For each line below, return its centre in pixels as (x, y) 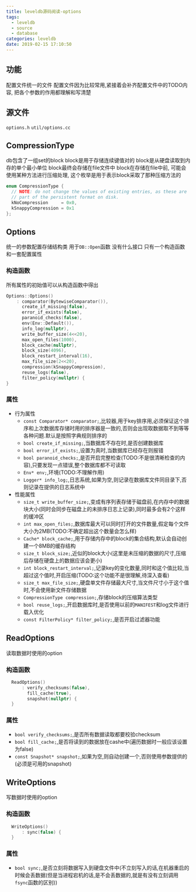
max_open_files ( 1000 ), (49, 340)
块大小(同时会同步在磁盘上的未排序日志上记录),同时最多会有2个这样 (104, 509)
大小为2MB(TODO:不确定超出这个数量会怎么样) (80, 531)
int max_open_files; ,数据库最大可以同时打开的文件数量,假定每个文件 (106, 523)
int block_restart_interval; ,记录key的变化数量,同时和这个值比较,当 (106, 567)
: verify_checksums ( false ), (56, 688)
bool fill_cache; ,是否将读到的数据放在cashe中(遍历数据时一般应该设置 (101, 741)
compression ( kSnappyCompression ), (64, 367)
